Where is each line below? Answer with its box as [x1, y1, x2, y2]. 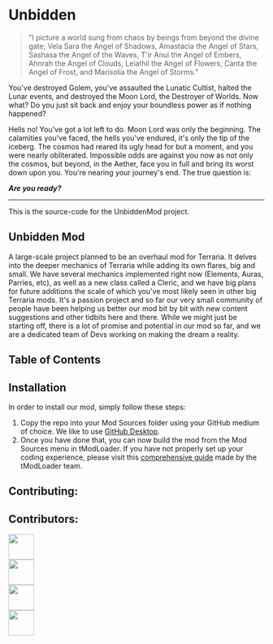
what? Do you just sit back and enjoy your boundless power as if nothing [8, 100, 252, 110]
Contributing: [8, 485, 79, 499]
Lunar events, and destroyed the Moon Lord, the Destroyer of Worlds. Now [8, 91, 258, 101]
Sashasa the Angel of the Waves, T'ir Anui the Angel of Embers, [28, 50, 242, 59]
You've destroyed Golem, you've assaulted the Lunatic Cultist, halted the [8, 83, 252, 93]
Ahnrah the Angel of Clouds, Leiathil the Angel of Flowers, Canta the [28, 58, 258, 68]
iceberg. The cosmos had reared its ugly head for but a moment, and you [8, 141, 253, 151]
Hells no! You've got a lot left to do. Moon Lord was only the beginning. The [8, 124, 262, 134]
